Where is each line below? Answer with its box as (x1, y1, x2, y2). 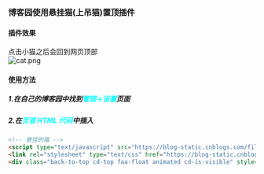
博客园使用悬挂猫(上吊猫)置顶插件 (8, 6, 135, 17)
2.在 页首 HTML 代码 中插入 (8, 116, 93, 125)
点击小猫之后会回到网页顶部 (8, 47, 98, 57)
